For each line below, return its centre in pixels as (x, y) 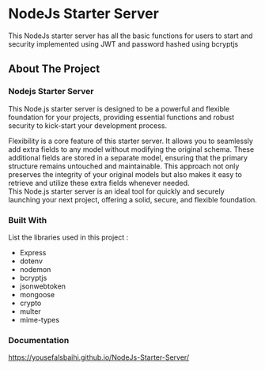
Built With (28, 220)
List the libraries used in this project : (68, 237)
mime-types (40, 319)
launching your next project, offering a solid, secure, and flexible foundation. (132, 199)
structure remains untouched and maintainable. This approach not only (124, 166)
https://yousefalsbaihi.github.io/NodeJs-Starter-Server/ (99, 357)
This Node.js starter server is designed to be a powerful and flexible (119, 108)
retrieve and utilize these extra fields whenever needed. (99, 183)
